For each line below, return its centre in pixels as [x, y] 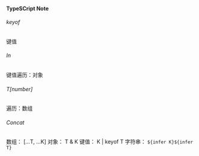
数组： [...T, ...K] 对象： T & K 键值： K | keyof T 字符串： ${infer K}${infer [100, 142]
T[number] [19, 89]
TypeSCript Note [28, 8]
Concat [16, 122]
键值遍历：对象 [25, 75]
